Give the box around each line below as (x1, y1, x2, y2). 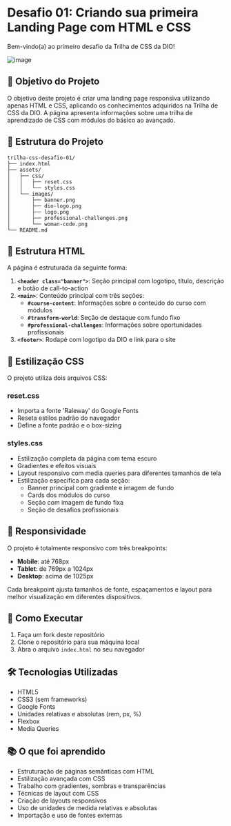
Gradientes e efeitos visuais (17, 461, 97, 470)
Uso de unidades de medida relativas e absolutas (17, 804, 157, 812)
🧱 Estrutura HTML (7, 245, 85, 256)
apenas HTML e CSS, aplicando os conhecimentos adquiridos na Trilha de (7, 101, 219, 110)
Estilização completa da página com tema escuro (17, 454, 157, 463)
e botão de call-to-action (17, 284, 88, 292)
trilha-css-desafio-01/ (7, 154, 76, 161)
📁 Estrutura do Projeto (7, 136, 103, 148)
